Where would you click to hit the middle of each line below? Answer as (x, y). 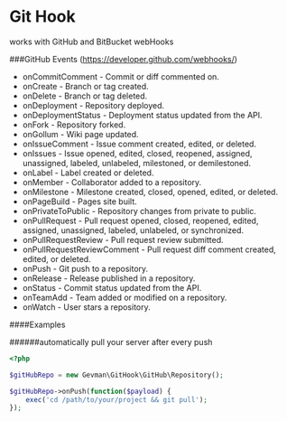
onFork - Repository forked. (74, 125)
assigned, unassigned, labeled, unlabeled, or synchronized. (133, 230)
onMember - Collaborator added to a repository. (112, 182)
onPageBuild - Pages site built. (79, 201)
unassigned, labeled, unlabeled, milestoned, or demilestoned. (136, 163)
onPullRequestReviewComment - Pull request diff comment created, (149, 249)
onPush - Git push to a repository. (85, 268)
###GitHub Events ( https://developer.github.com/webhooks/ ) (123, 59)
